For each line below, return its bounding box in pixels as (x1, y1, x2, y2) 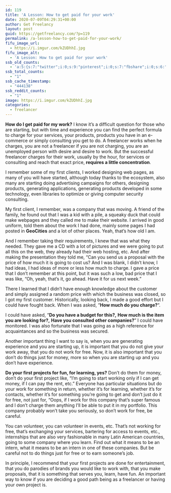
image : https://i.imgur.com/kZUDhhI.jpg (5, 98, 93, 103)
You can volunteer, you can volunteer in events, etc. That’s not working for (5, 423, 161, 429)
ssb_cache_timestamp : (5, 79, 51, 84)
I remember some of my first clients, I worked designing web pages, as (5, 169, 154, 175)
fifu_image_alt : (5, 50, 40, 55)
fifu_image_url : (5, 41, 40, 46)
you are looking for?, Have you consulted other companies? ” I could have (5, 317, 163, 323)
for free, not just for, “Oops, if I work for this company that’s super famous (5, 397, 160, 403)
